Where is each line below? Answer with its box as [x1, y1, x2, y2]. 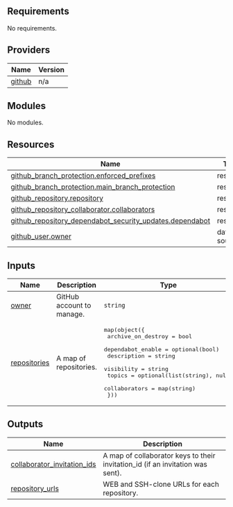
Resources [7, 138, 55, 150]
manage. [56, 309, 85, 319]
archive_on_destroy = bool [107, 333, 193, 340]
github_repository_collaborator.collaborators [10, 205, 155, 215]
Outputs [7, 418, 44, 430]
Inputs [7, 260, 36, 272]
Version [37, 65, 64, 74]
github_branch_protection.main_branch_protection [10, 182, 175, 192]
